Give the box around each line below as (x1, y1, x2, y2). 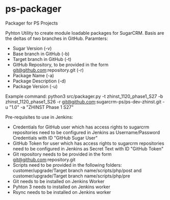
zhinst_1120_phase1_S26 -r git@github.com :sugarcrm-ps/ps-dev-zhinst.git (5, 98, 162, 105)
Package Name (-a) (12, 72, 55, 78)
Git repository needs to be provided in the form (12, 151, 112, 157)
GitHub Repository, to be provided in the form (12, 61, 109, 68)
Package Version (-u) (12, 83, 58, 90)
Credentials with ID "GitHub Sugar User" (12, 135, 98, 141)
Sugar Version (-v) (12, 45, 52, 51)
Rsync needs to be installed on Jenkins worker (12, 189, 111, 195)
